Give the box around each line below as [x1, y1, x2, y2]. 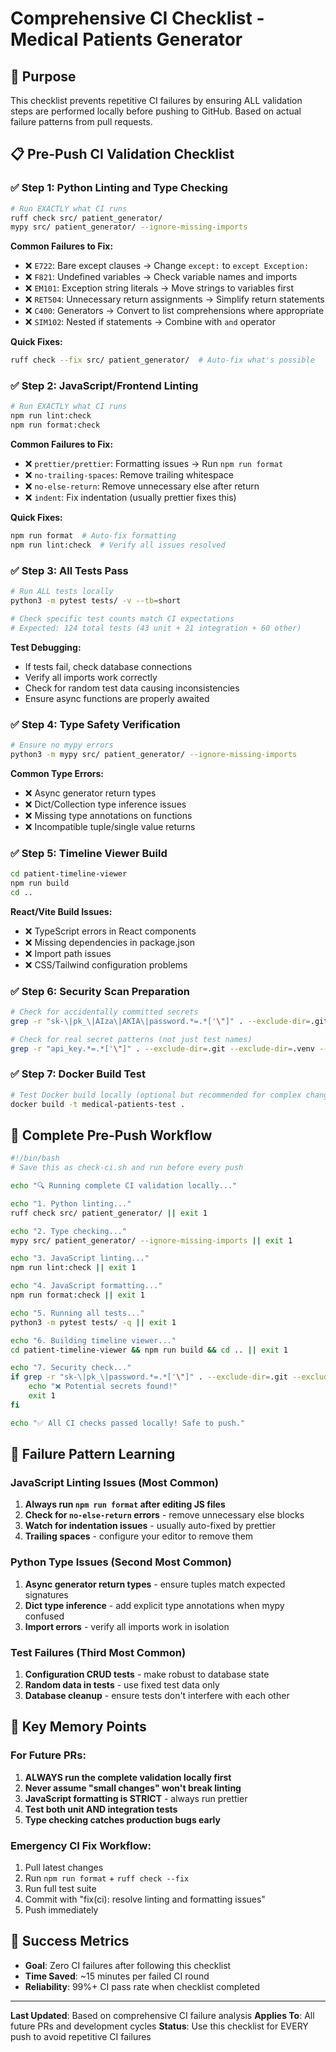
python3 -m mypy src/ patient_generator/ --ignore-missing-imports [10, 749, 298, 759]
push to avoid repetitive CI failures [10, 2030, 152, 2042]
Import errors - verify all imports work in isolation [24, 1620, 230, 1632]
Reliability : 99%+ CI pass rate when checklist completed [24, 1980, 260, 1992]
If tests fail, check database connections [24, 660, 193, 672]
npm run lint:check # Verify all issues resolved [10, 540, 226, 550]
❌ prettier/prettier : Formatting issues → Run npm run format [24, 458, 284, 470]
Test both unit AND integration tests [24, 1803, 178, 1815]
